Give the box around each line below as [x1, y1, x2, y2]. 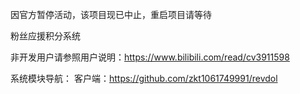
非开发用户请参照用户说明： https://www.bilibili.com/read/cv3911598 [10, 51, 290, 63]
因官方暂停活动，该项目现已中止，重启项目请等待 [10, 9, 212, 20]
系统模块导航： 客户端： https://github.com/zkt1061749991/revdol [10, 73, 278, 84]
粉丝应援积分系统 [10, 30, 81, 42]
